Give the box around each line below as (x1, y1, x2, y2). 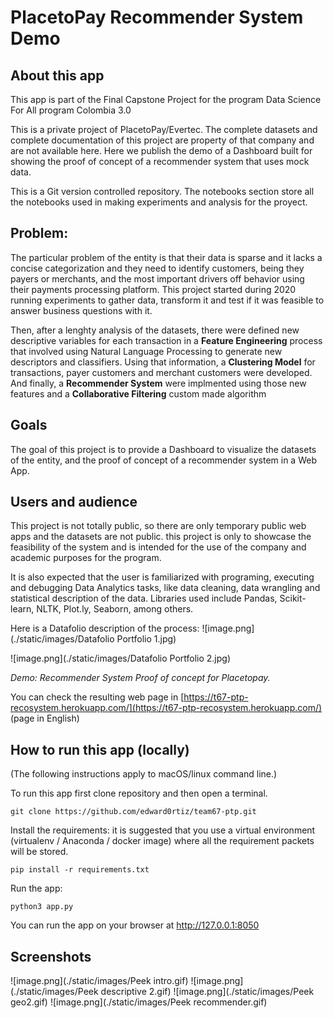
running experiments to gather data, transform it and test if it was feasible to (10, 294, 325, 306)
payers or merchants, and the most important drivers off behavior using (10, 272, 305, 285)
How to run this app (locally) (10, 741, 190, 758)
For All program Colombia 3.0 (10, 104, 132, 116)
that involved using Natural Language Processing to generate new (10, 345, 283, 357)
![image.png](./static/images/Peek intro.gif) (10, 975, 189, 987)
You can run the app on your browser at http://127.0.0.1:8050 (10, 919, 260, 931)
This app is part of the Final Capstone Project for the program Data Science (10, 94, 322, 105)
